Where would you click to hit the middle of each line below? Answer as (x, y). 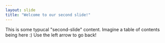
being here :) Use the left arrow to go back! (51, 35)
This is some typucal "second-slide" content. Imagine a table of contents (83, 29)
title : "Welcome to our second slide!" (48, 15)
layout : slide (21, 10)
